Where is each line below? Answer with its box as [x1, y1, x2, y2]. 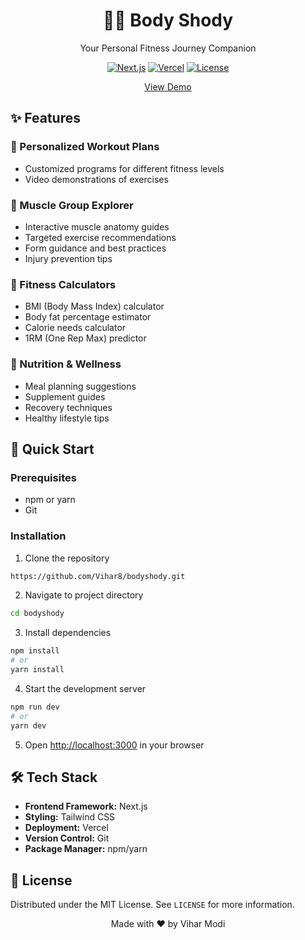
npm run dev [10, 702, 60, 712]
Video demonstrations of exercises [24, 173, 169, 185]
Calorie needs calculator [24, 322, 127, 334]
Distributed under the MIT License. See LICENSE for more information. [10, 899, 295, 911]
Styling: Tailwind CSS [24, 811, 116, 823]
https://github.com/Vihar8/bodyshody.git [10, 571, 186, 581]
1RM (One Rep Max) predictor [24, 332, 147, 344]
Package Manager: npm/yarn [24, 843, 148, 855]
